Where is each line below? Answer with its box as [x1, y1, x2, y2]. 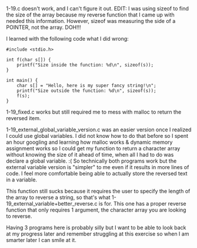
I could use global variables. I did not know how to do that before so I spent [6, 133, 189, 139]
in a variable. [6, 176, 37, 183]
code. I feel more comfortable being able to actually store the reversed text [6, 170, 188, 177]
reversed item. [6, 115, 41, 121]
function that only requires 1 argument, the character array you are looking [6, 206, 186, 213]
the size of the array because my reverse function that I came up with [6, 11, 175, 18]
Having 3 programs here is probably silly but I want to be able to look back [6, 224, 186, 231]
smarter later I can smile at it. [6, 237, 76, 243]
